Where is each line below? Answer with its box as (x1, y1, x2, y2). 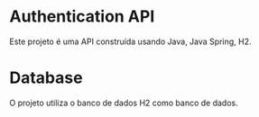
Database (9, 67, 83, 88)
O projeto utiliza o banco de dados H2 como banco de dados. (9, 97, 238, 108)
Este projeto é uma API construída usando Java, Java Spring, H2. (9, 36, 252, 47)
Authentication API (9, 6, 155, 27)
